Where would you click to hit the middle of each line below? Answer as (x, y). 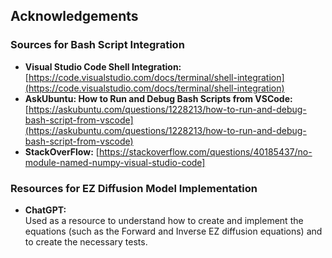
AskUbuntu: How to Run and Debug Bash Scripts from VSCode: (158, 98)
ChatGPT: (45, 210)
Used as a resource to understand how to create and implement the (164, 220)
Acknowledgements (74, 16)
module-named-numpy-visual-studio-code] (115, 162)
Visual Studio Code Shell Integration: (103, 66)
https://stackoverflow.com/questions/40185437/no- (205, 151)
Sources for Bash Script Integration (97, 45)
